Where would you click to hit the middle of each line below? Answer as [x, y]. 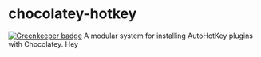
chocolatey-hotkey [73, 14]
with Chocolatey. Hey [43, 44]
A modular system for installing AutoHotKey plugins [168, 36]
